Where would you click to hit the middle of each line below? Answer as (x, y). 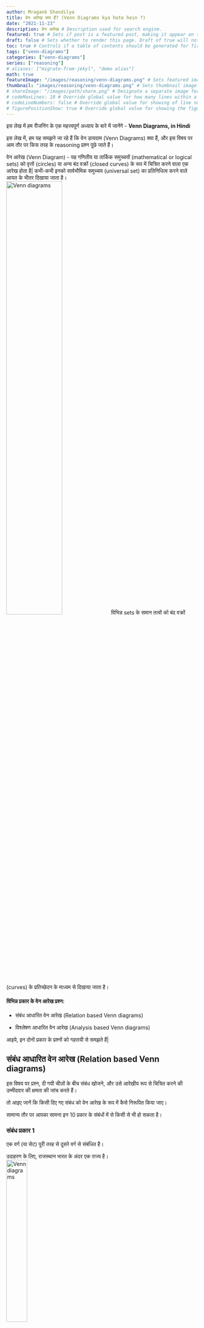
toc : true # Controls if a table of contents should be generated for (97, 46)
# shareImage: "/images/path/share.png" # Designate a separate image (97, 91)
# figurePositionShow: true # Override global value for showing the (96, 108)
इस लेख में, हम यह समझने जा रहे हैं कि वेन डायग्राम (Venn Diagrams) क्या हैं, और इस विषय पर (100, 138)
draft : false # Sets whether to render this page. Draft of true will (97, 40)
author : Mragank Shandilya (40, 12)
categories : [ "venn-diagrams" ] (46, 57)
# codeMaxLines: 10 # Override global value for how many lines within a (102, 97)
